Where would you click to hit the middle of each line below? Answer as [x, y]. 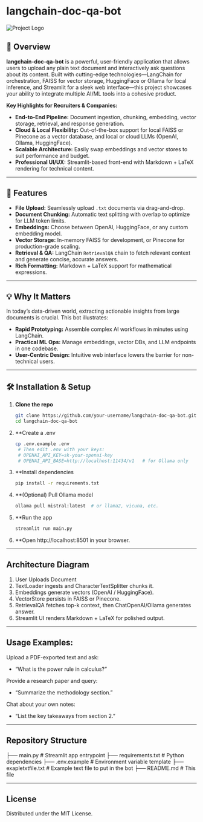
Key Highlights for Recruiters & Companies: [62, 105]
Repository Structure [47, 741]
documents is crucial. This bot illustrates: [57, 318]
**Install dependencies [44, 472]
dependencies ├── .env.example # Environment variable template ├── [95, 762]
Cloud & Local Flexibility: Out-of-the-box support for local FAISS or [99, 130]
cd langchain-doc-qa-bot [46, 422]
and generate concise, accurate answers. [67, 259]
